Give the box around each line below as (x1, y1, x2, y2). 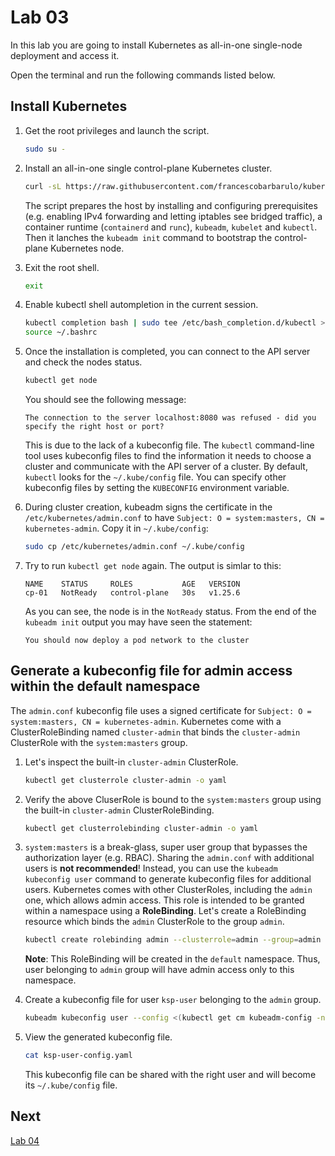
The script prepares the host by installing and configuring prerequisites (24, 199, 318, 211)
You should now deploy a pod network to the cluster (24, 635, 250, 645)
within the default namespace (10, 678, 201, 695)
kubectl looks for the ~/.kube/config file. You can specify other (24, 471, 287, 483)
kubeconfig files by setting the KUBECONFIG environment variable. (24, 482, 290, 493)
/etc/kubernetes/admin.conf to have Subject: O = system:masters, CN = (24, 512, 325, 523)
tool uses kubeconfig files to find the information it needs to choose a (24, 450, 312, 461)
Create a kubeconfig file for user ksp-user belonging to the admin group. (24, 994, 322, 1006)
